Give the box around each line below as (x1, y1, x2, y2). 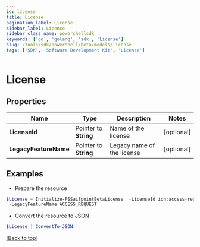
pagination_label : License (6, 20, 73, 26)
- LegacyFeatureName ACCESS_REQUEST (8, 201, 97, 208)
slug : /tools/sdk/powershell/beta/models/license (6, 42, 132, 48)
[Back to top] (6, 235, 38, 242)
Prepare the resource (14, 185, 67, 192)
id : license (6, 8, 36, 15)
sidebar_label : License (6, 25, 65, 31)
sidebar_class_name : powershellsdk (6, 31, 95, 37)
